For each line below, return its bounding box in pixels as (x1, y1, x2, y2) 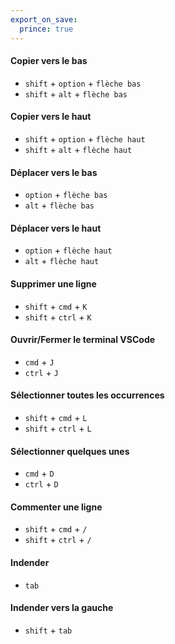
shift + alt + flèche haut (24, 143, 133, 155)
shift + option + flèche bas (24, 77, 142, 89)
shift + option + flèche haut (24, 132, 146, 145)
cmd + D (24, 467, 55, 480)
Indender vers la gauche (10, 602, 114, 614)
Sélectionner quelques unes (10, 445, 130, 457)
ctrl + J (24, 366, 59, 378)
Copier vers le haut (10, 111, 92, 123)
